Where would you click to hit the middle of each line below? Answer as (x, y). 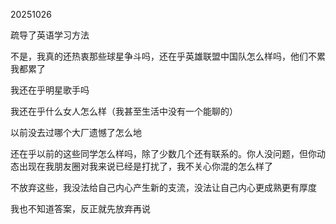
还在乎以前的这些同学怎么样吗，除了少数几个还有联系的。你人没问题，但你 (163, 153)
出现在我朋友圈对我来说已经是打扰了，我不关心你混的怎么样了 (145, 166)
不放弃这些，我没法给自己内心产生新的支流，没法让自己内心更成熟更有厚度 (163, 187)
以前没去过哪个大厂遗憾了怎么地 (76, 132)
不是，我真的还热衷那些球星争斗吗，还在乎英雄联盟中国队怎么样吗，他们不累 (168, 56)
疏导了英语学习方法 (50, 35)
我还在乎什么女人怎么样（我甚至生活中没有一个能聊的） (124, 111)
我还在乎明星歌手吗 (50, 90)
